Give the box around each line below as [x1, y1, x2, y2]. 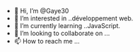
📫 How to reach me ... [13, 37, 80, 45]
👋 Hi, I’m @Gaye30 [13, 7, 69, 15]
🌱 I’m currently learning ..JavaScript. [13, 22, 121, 30]
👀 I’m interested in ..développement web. [13, 14, 134, 22]
